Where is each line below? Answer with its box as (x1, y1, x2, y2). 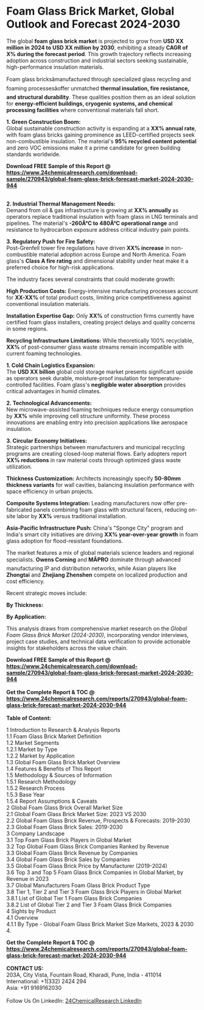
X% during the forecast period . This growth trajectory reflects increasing (6, 50, 192, 57)
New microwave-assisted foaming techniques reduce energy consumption (6, 405, 194, 413)
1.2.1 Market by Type (6, 745, 58, 753)
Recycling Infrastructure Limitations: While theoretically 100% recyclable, (6, 336, 194, 344)
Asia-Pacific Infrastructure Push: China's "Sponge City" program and (6, 524, 184, 532)
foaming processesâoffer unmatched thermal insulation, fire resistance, (6, 84, 190, 92)
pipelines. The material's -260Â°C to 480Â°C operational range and (6, 219, 178, 227)
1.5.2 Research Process (6, 784, 65, 792)
